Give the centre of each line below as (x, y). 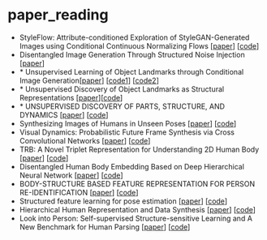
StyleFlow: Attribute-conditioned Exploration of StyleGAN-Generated (134, 37)
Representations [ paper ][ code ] (71, 97)
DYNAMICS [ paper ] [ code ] (64, 114)
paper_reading (58, 15)
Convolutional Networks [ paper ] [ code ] (85, 140)
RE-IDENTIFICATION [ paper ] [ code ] (79, 192)
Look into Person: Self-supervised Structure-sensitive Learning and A (136, 218)
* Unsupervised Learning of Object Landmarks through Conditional (131, 71)
